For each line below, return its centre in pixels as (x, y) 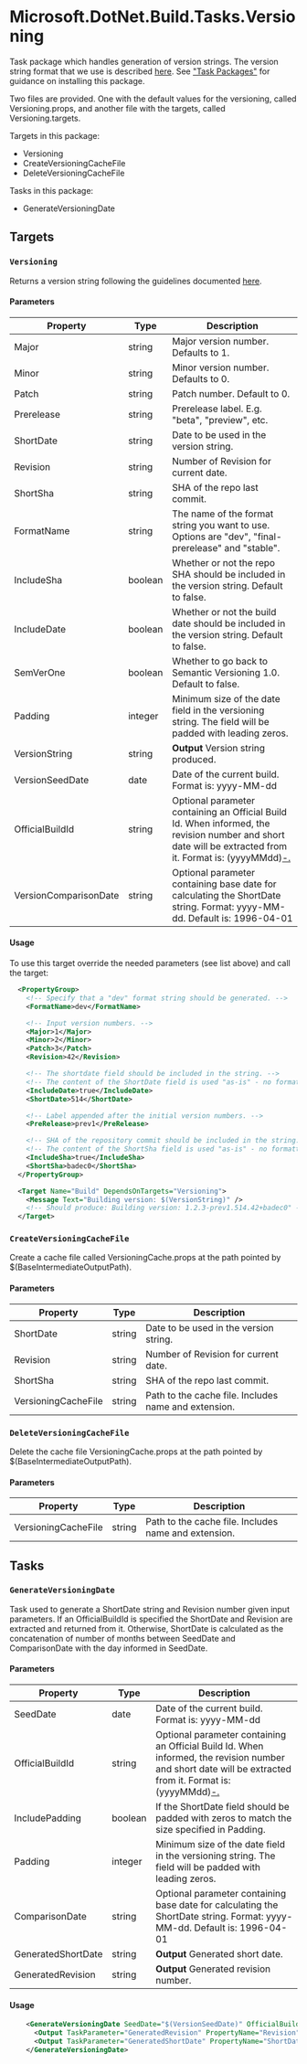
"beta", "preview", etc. (220, 420)
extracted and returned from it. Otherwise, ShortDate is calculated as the (147, 1628)
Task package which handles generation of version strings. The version (144, 61)
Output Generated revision (213, 1969)
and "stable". (252, 548)
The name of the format (223, 514)
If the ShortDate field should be (222, 1807)
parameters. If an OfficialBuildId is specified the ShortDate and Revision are (151, 1619)
